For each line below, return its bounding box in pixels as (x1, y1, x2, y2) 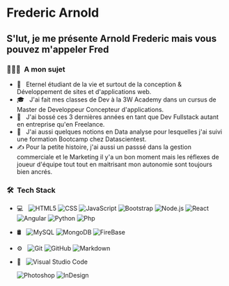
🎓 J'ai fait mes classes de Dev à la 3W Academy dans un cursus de (16, 95, 216, 104)
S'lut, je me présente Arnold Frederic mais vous (6, 33, 217, 45)
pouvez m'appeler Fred (6, 43, 109, 55)
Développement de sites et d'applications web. (16, 87, 152, 95)
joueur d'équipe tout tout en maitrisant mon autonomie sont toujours (16, 160, 213, 168)
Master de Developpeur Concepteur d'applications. (16, 105, 164, 113)
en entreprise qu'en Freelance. (16, 120, 105, 128)
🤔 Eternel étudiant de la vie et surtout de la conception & (16, 80, 182, 88)
